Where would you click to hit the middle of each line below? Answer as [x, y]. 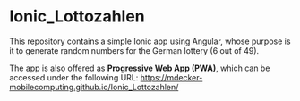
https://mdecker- [171, 77]
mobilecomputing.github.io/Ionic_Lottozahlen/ [94, 87]
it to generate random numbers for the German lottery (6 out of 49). [134, 50]
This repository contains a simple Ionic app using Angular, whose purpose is [150, 41]
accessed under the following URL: [74, 77]
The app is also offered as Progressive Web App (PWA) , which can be [140, 68]
